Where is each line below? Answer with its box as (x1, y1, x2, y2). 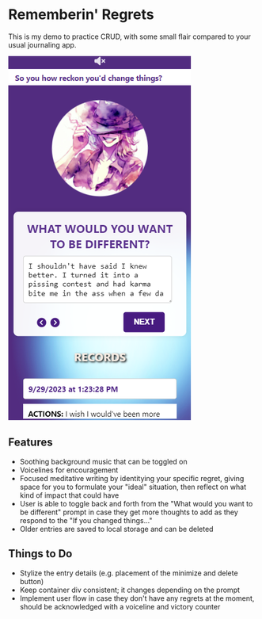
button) (19, 576, 44, 586)
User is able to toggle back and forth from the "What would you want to (19, 499, 253, 508)
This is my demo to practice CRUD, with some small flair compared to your (8, 32, 251, 41)
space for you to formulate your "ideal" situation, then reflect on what (19, 482, 247, 491)
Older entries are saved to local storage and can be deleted (19, 524, 214, 533)
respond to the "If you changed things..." (19, 515, 153, 525)
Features (8, 436, 53, 449)
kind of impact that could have (19, 490, 120, 500)
